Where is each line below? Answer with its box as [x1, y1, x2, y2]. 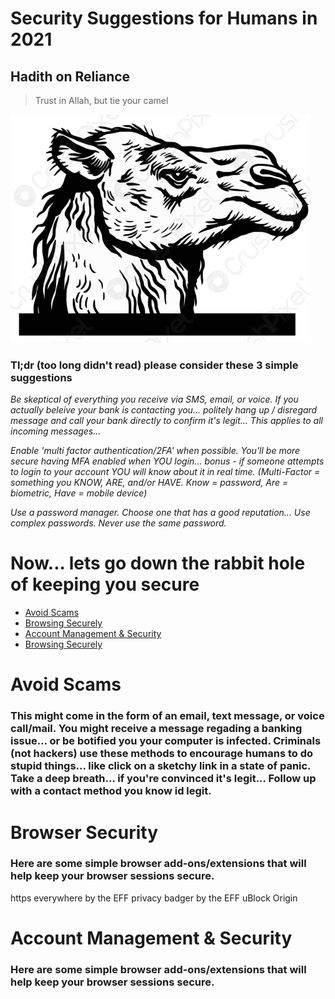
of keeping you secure [10, 573, 200, 596]
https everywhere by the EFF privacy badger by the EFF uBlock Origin [10, 892, 298, 904]
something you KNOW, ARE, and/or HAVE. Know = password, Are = [10, 477, 289, 489]
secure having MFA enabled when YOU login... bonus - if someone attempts [10, 455, 325, 467]
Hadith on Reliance [10, 68, 131, 85]
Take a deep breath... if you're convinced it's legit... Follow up [10, 772, 317, 786]
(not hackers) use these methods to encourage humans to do [10, 747, 314, 761]
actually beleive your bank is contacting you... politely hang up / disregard [10, 404, 318, 416]
